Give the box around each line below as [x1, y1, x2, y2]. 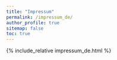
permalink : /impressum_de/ [6, 14, 73, 20]
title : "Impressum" [6, 8, 55, 15]
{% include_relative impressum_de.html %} [6, 47, 112, 54]
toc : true [6, 31, 31, 37]
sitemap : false [6, 25, 44, 31]
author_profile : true [6, 20, 60, 26]
